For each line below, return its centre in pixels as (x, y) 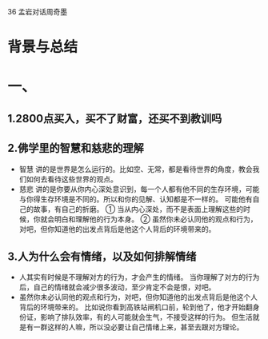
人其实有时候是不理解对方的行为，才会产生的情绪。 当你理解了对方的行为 (139, 277)
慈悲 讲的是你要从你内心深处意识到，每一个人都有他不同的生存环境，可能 (139, 189)
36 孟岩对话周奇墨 (38, 12)
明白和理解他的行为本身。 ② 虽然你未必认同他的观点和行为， (156, 219)
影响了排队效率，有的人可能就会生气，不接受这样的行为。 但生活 (146, 317)
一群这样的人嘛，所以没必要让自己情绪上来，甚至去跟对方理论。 (138, 327)
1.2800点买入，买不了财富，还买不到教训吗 (115, 118)
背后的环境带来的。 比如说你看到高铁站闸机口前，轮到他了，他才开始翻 (136, 307)
